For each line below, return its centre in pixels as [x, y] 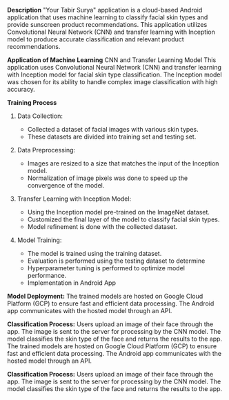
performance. [47, 276]
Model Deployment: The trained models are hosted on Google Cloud [105, 296]
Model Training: [39, 240]
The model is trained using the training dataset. [94, 253]
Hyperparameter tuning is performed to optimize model [106, 268]
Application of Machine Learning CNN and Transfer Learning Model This [112, 60]
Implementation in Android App [71, 283]
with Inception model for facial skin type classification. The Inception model [114, 74]
